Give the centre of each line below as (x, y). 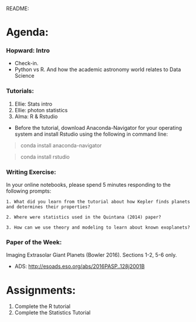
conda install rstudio (45, 157)
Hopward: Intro (28, 51)
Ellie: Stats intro (33, 104)
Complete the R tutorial (43, 306)
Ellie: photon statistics (41, 110)
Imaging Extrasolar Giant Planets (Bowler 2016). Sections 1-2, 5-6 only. (92, 255)
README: (18, 9)
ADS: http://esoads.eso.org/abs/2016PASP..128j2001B (80, 266)
